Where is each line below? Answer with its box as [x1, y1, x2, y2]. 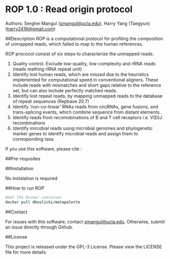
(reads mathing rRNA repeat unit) [12, 66, 82, 72]
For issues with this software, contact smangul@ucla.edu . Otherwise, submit [5, 218, 165, 225]
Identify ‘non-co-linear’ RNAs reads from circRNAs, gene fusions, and [12, 103, 158, 109]
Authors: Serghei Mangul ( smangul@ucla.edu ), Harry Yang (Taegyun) [5, 20, 150, 26]
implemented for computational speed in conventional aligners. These [12, 77, 158, 83]
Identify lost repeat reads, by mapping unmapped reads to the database [12, 93, 163, 99]
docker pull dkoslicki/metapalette [5, 199, 80, 205]
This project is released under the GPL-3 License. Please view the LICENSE [5, 243, 162, 249]
